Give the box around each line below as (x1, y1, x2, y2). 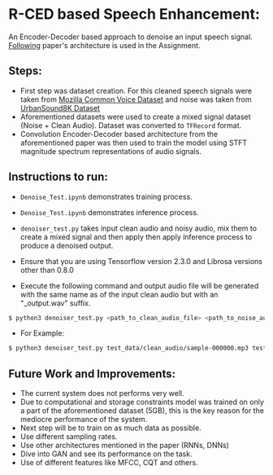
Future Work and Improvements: (8, 367, 176, 380)
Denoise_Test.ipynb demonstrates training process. (19, 191, 193, 201)
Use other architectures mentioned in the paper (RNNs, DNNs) (19, 441, 230, 451)
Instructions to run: (8, 170, 108, 184)
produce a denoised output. (19, 240, 114, 250)
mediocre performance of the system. (19, 415, 148, 424)
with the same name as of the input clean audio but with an (19, 289, 219, 299)
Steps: (8, 64, 42, 78)
